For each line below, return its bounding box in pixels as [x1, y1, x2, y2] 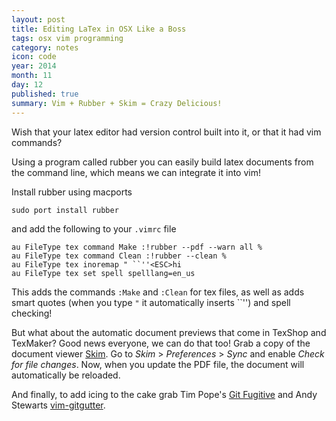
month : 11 [11, 71, 53, 81]
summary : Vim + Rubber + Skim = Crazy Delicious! [11, 98, 223, 108]
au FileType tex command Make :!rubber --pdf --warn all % [11, 242, 263, 252]
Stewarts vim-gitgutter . [11, 399, 106, 411]
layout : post [11, 14, 66, 25]
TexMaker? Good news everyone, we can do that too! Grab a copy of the [11, 337, 311, 349]
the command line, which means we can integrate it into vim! [11, 166, 261, 178]
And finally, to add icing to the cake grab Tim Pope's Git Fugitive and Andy [11, 388, 318, 400]
